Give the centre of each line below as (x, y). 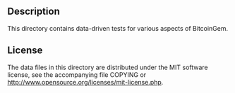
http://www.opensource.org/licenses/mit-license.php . (85, 82)
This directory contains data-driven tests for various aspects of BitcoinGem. (118, 28)
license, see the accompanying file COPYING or (77, 74)
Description (34, 12)
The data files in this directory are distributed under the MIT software (108, 67)
